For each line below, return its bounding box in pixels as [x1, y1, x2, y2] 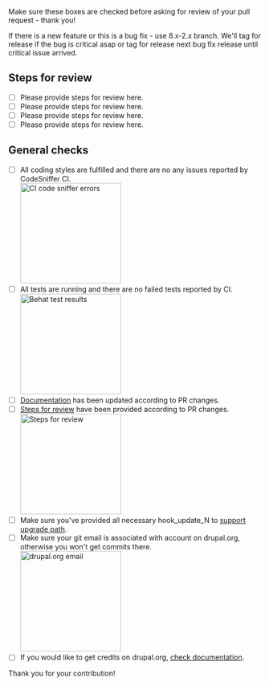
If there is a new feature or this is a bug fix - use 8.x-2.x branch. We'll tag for [8, 31, 261, 40]
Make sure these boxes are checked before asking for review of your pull [8, 7, 251, 16]
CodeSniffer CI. [19, 174, 71, 183]
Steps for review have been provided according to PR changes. [19, 405, 230, 414]
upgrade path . [19, 525, 67, 534]
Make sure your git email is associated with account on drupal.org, [19, 533, 241, 543]
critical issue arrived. [8, 48, 78, 57]
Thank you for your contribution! [8, 668, 116, 678]
